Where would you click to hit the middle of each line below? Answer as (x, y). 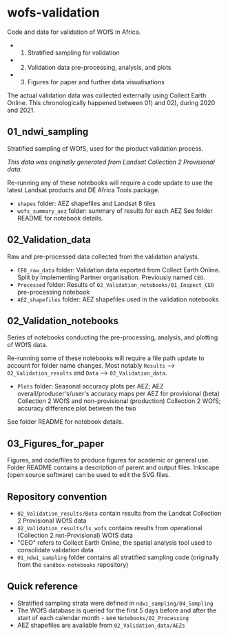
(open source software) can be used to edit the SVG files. (89, 475)
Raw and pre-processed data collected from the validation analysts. (103, 256)
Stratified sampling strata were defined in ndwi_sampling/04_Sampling (115, 603)
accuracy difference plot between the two (76, 409)
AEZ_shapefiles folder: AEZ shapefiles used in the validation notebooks (118, 299)
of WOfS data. (28, 345)
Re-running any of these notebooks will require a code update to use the (110, 183)
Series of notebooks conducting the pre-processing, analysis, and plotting (113, 337)
